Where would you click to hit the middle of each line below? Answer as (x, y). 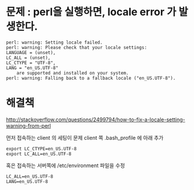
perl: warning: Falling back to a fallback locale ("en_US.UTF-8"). (91, 78)
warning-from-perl (29, 125)
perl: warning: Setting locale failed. (54, 42)
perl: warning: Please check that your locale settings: (77, 47)
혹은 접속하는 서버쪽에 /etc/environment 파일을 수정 (66, 165)
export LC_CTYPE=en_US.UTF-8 (41, 149)
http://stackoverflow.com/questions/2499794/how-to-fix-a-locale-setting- (96, 119)
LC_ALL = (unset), (28, 58)
